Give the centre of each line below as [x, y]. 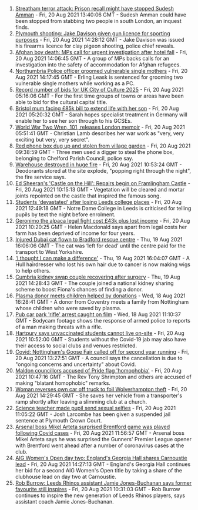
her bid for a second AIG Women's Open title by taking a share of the [99, 470]
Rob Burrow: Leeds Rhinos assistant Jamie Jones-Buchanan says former [103, 483]
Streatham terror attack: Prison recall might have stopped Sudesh [94, 9]
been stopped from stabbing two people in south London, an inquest [98, 21]
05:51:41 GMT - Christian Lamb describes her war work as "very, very [100, 133]
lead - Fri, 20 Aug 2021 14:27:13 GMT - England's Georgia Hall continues [103, 464]
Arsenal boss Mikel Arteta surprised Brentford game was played [93, 427]
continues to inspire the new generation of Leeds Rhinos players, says [100, 495]
